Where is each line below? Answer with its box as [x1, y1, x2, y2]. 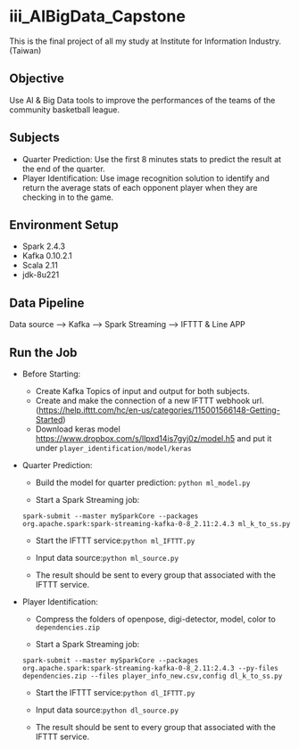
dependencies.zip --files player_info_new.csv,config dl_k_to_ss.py [21, 671, 283, 680]
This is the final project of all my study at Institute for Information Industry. [9, 36, 282, 46]
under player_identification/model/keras [35, 443, 192, 453]
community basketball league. [9, 104, 120, 115]
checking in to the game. [21, 192, 114, 202]
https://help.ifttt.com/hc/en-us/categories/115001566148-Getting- [38, 405, 281, 416]
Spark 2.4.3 [21, 241, 65, 251]
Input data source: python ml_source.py [35, 553, 179, 563]
